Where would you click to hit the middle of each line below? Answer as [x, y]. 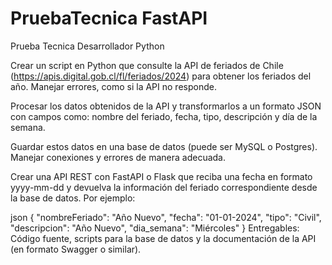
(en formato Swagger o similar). [76, 249]
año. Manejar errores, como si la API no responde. [113, 86]
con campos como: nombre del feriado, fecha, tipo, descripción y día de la [164, 116]
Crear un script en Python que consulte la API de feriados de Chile [147, 65]
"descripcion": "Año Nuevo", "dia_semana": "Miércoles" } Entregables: [155, 228]
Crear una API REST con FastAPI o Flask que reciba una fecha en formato [161, 176]
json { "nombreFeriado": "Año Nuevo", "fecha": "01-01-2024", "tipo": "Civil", [166, 217]
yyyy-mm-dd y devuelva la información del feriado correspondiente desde [164, 187]
